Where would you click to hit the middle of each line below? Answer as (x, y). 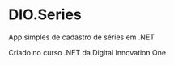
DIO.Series (45, 15)
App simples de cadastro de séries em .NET (82, 37)
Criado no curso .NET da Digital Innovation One (87, 52)
